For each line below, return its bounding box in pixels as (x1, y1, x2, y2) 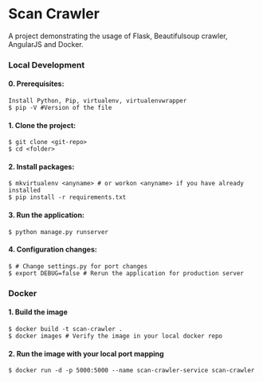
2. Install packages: (8, 162, 75, 171)
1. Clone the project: (8, 120, 77, 130)
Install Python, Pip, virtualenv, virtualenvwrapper (8, 97, 187, 105)
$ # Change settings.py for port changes (8, 262, 148, 271)
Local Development (8, 59, 85, 70)
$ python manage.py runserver (8, 228, 109, 236)
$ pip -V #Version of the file (8, 104, 112, 112)
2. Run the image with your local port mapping (8, 349, 165, 358)
